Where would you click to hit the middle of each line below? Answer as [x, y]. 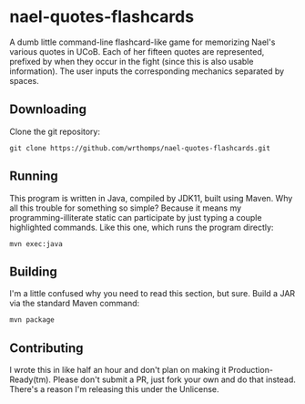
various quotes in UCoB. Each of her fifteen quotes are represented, [137, 51]
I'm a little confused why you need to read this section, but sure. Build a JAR [152, 294]
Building [33, 271]
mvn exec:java [36, 243]
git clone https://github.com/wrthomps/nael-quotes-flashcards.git [140, 148]
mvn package [32, 320]
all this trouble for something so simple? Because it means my [126, 208]
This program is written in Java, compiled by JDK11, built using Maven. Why [151, 198]
